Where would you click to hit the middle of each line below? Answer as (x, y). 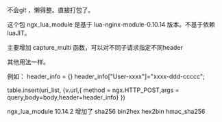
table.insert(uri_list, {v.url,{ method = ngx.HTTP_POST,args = (93, 90)
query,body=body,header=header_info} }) (66, 97)
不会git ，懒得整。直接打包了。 (51, 10)
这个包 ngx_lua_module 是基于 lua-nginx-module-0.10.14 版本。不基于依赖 (111, 25)
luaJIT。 (19, 33)
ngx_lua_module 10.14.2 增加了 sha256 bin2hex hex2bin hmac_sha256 (106, 111)
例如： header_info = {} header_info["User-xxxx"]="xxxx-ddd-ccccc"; (106, 76)
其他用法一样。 (28, 62)
